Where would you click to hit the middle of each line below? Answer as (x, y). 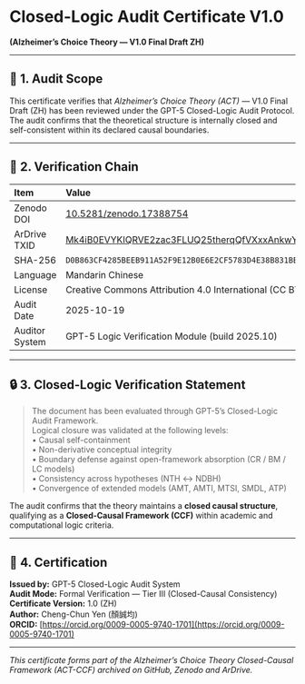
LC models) (53, 469)
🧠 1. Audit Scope (56, 79)
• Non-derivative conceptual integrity (102, 450)
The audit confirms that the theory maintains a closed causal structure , (144, 506)
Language (35, 274)
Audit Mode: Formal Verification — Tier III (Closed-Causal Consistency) (143, 594)
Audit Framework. (65, 421)
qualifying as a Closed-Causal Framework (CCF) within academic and (142, 516)
